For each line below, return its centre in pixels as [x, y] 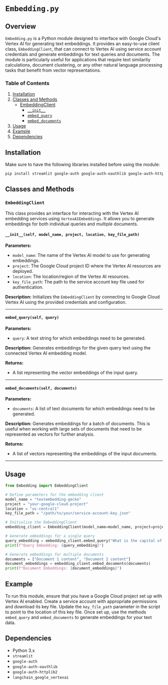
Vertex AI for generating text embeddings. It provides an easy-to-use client [82, 44]
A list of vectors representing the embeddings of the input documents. [85, 454]
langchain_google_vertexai [40, 677]
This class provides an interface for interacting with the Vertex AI [72, 213]
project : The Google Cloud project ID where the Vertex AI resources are [86, 266]
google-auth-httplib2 [35, 672]
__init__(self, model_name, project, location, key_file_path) [72, 235]
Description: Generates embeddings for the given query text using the [78, 348]
